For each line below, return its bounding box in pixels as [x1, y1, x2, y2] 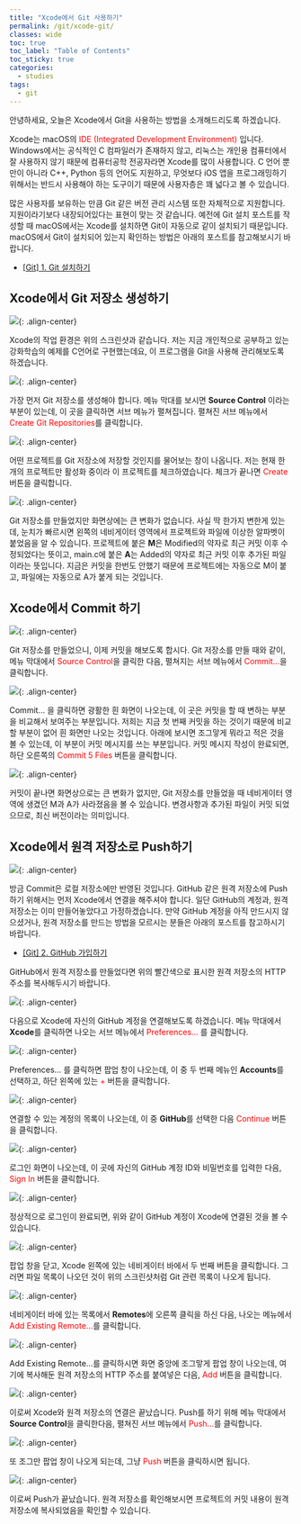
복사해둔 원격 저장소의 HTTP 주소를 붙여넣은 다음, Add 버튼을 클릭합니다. [25, 1369, 283, 1380]
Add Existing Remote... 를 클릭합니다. [9, 1320, 141, 1330]
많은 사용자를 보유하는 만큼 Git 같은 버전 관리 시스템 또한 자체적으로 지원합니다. [9, 197, 286, 208]
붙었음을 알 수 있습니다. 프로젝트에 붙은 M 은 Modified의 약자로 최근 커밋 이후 [9, 537, 279, 549]
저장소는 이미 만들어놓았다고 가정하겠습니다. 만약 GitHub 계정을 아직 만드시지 [9, 906, 280, 916]
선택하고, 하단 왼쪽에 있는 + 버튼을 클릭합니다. [9, 1075, 171, 1086]
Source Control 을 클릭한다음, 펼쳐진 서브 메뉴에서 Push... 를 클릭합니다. [9, 1418, 262, 1429]
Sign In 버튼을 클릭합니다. [9, 1173, 101, 1184]
